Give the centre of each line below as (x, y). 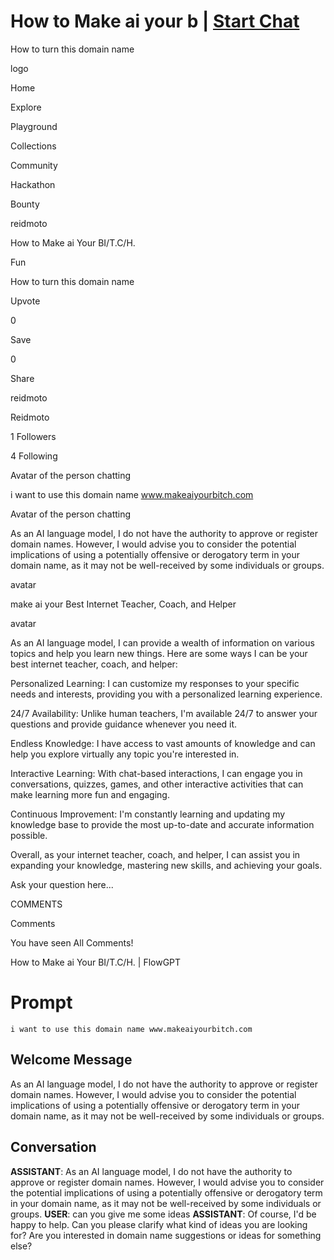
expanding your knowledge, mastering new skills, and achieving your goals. (166, 865)
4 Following (34, 456)
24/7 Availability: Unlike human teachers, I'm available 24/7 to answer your (164, 713)
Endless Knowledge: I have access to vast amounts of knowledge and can (163, 743)
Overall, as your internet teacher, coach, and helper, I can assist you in (155, 854)
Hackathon (33, 184)
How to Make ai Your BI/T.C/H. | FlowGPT (96, 962)
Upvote (25, 301)
